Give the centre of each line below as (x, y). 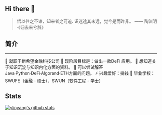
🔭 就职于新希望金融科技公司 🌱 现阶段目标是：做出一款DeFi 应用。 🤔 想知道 (79, 61)
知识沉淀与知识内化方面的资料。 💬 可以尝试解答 (56, 67)
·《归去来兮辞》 (31, 27)
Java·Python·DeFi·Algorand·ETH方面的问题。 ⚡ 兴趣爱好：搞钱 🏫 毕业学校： (80, 73)
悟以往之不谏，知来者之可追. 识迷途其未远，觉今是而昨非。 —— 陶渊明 (87, 21)
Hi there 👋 (20, 9)
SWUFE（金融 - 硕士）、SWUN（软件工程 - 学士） (54, 81)
